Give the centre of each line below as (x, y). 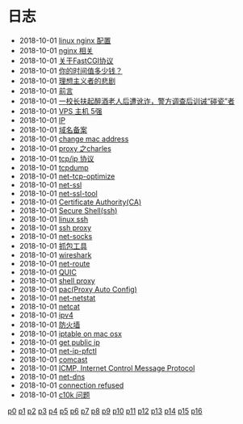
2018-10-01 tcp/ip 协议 (57, 158)
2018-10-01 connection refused (71, 385)
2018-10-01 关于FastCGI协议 (66, 61)
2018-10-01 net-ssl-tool (58, 193)
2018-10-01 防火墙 (50, 325)
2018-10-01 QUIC (48, 272)
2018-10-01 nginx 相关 (56, 50)
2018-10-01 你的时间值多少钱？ (71, 70)
